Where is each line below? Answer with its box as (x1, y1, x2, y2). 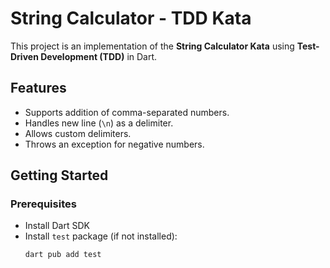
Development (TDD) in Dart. (40, 50, 158, 62)
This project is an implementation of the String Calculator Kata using (10, 40, 295, 52)
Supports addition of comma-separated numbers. (24, 106, 230, 118)
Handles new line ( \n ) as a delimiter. (24, 117, 174, 129)
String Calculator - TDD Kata (10, 7, 252, 30)
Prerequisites (10, 197, 77, 211)
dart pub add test (24, 250, 102, 260)
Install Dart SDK (24, 220, 90, 232)
